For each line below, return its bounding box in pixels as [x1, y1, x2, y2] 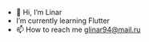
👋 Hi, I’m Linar [15, 8, 62, 17]
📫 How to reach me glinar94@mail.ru [15, 25, 141, 34]
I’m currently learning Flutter [15, 16, 111, 25]
